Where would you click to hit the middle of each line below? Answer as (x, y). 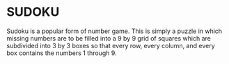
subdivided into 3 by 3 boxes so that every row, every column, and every (111, 45)
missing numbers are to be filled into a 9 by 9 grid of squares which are (109, 38)
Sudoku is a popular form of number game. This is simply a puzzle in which (114, 31)
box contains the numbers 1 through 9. (62, 53)
